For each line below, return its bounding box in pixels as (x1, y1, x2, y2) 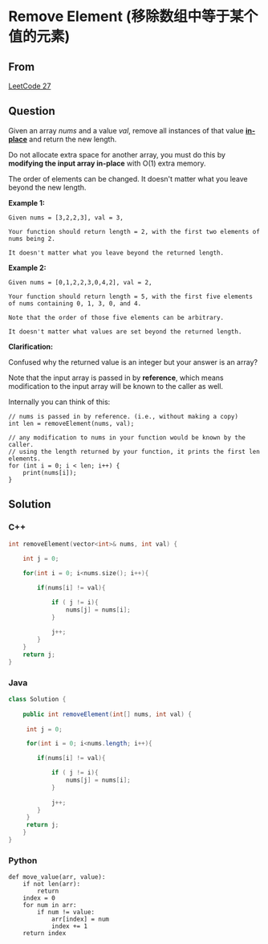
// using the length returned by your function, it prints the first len (8, 447, 261, 456)
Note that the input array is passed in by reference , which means (8, 373, 224, 382)
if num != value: (37, 909, 95, 917)
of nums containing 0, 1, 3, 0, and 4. (8, 299, 142, 308)
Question (8, 104, 55, 118)
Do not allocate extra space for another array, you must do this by (8, 149, 226, 159)
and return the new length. (29, 134, 117, 144)
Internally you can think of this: (8, 397, 111, 407)
